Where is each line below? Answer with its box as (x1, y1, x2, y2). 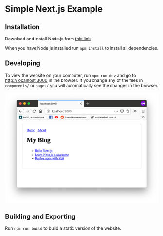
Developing (5, 59, 40, 68)
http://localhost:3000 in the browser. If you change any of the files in (5, 77, 143, 83)
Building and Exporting (5, 212, 76, 220)
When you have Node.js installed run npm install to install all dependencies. (5, 45, 159, 51)
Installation (5, 23, 40, 31)
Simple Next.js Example (5, 3, 103, 15)
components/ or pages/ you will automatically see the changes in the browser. (5, 82, 159, 88)
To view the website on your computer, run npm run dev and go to (5, 72, 136, 78)
